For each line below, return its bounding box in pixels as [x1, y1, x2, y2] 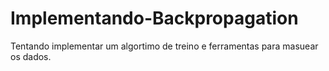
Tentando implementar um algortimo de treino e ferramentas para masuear [10, 40, 319, 52]
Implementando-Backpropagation [10, 7, 299, 30]
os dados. [10, 50, 52, 62]
